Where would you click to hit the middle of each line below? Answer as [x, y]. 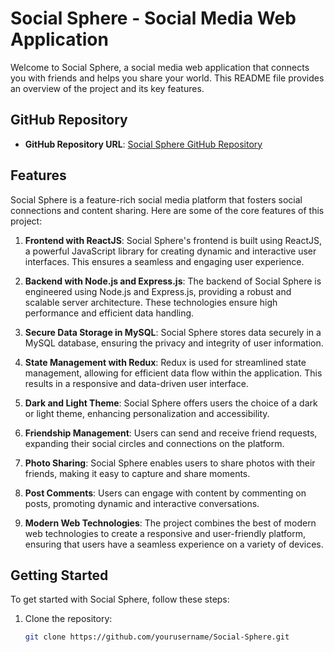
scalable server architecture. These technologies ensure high [151, 302]
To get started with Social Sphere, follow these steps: [120, 599]
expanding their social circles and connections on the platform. [154, 443]
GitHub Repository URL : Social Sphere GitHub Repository [143, 144]
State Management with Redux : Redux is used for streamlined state [165, 362]
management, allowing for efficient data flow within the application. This [173, 373]
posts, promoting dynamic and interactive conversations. [142, 503]
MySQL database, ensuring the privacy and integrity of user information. [174, 343]
